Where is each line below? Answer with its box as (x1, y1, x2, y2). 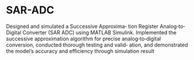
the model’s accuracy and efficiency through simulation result (6, 47, 155, 54)
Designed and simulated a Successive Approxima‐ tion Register (6, 23, 159, 30)
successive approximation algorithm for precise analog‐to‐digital (6, 35, 161, 42)
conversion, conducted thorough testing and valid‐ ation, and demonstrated (6, 41, 188, 48)
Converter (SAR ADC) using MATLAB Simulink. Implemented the (22, 29, 177, 36)
